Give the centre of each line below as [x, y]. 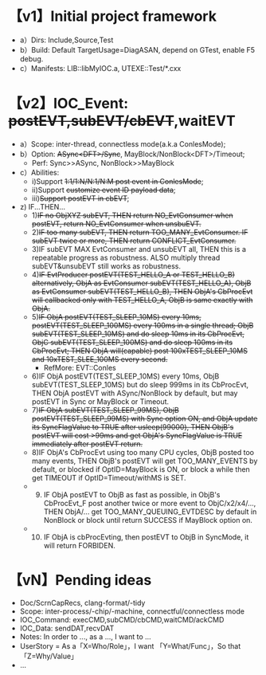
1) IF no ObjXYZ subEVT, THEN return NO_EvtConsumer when [132, 215]
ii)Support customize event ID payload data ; [104, 190]
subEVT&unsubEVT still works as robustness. [106, 266]
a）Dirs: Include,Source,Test [66, 40]
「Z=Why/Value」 [49, 656]
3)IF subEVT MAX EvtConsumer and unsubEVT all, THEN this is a [139, 249]
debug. [31, 59]
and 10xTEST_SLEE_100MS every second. [100, 359]
